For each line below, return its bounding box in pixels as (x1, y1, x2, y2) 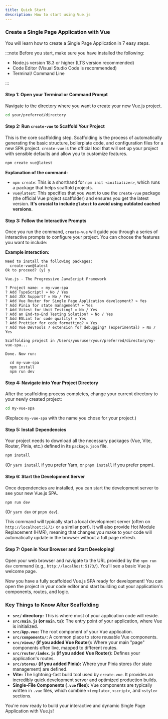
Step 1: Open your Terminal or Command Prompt (5, 92, 108, 98)
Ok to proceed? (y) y (5, 268, 51, 273)
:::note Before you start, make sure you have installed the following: (5, 50, 144, 56)
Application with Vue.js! (5, 708, 54, 714)
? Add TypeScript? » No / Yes (5, 290, 69, 295)
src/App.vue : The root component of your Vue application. (12, 628, 133, 634)
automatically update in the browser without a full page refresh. (5, 535, 136, 541)
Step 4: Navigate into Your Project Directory (5, 380, 99, 386)
